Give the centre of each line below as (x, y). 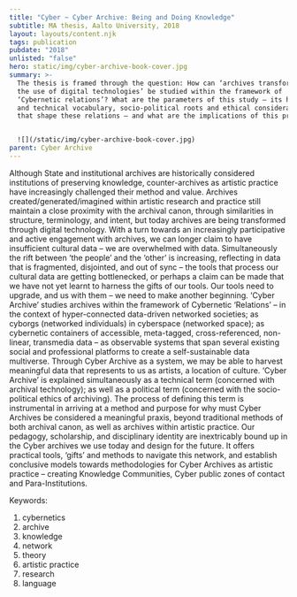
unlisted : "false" (43, 58)
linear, (20, 342)
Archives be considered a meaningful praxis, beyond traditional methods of (146, 417)
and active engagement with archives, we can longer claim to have (131, 239)
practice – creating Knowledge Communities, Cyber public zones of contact (147, 473)
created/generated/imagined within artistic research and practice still (135, 201)
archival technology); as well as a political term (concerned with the (133, 389)
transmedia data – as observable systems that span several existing (156, 342)
